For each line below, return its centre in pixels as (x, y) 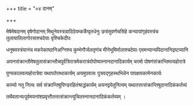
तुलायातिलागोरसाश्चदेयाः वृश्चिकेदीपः (39, 38)
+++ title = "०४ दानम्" (30, 8)
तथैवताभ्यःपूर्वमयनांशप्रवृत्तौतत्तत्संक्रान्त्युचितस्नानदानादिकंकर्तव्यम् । (66, 97)
